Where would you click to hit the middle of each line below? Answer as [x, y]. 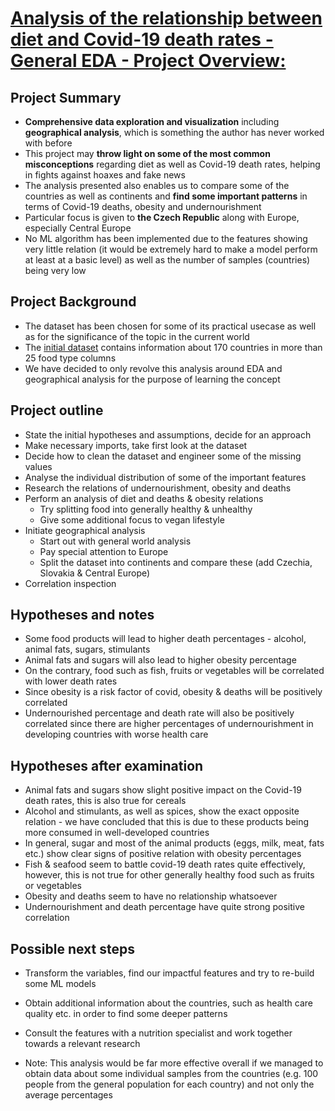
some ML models [60, 984]
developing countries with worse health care [116, 734]
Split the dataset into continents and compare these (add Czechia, [176, 562]
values [38, 466]
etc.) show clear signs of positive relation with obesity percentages [163, 854]
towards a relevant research [82, 1044]
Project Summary [66, 97]
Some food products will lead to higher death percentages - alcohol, [165, 639]
